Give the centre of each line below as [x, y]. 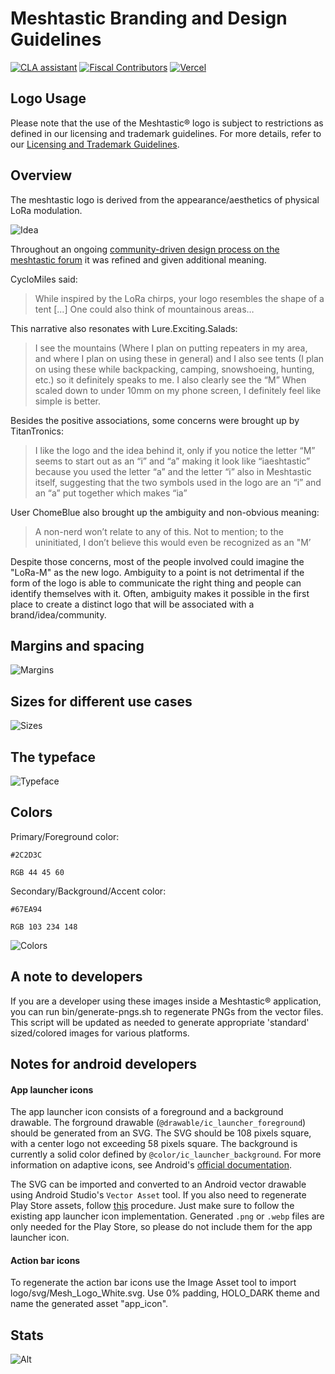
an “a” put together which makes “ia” [111, 493]
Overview [41, 175]
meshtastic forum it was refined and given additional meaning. [138, 259]
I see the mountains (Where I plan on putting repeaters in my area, [171, 348]
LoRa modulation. [46, 210]
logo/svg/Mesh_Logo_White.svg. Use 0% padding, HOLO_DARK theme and [165, 1293]
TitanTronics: [37, 431]
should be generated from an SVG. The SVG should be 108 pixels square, [161, 1133]
